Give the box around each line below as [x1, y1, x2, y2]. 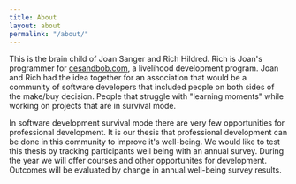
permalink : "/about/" [9, 29, 89, 38]
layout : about [9, 21, 62, 30]
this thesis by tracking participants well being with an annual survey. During [9, 146, 285, 157]
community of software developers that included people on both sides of [9, 81, 275, 93]
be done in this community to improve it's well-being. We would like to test [9, 136, 281, 147]
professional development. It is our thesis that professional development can [9, 127, 288, 138]
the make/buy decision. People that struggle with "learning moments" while [9, 91, 285, 102]
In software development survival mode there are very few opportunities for [9, 118, 285, 128]
